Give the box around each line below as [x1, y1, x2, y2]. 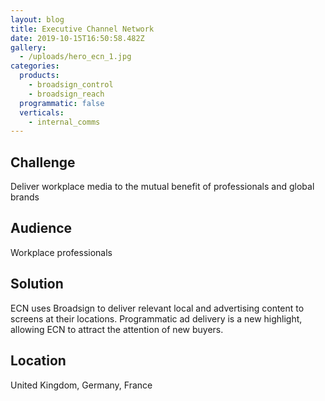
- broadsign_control [28, 80, 114, 90]
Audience [10, 220, 73, 237]
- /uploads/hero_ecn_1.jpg [19, 52, 132, 62]
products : [19, 71, 60, 81]
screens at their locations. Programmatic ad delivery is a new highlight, [10, 312, 303, 325]
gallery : [10, 42, 47, 53]
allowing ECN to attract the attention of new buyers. [10, 323, 224, 335]
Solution [10, 276, 64, 293]
